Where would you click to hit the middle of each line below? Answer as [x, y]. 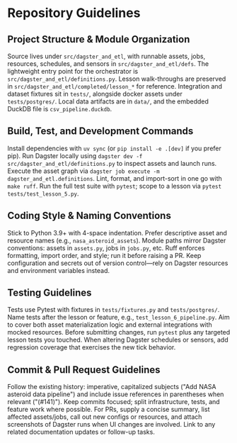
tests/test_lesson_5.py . [43, 194]
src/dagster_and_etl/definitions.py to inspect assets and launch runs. [112, 163]
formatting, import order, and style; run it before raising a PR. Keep [104, 255]
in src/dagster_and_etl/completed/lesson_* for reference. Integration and [115, 86]
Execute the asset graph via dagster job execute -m [84, 171]
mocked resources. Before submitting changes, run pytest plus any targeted [119, 332]
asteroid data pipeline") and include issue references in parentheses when [116, 394]
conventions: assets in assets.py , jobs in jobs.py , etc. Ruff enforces [106, 248]
